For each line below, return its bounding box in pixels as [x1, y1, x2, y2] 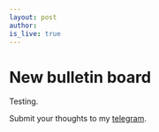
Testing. [9, 96, 39, 106]
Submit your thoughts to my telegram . [9, 114, 148, 124]
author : [9, 21, 38, 30]
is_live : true [9, 29, 62, 38]
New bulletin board [9, 67, 152, 87]
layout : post [9, 12, 57, 22]
